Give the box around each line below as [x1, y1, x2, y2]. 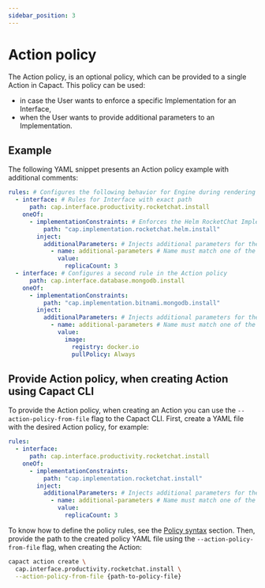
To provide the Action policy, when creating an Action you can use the [8, 405, 237, 415]
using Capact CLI [8, 385, 95, 398]
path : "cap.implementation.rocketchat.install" [43, 474, 203, 483]
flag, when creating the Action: [42, 542, 142, 552]
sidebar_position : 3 [8, 11, 77, 20]
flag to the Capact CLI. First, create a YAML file [91, 414, 244, 423]
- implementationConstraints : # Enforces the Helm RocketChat [28, 218, 238, 226]
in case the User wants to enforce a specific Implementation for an [19, 96, 237, 105]
